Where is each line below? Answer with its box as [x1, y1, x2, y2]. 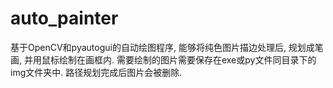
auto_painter [10, 7, 119, 30]
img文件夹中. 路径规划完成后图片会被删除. [10, 66, 183, 78]
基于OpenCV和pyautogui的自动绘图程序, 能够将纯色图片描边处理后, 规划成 [10, 41, 315, 53]
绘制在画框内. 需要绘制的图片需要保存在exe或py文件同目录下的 [58, 53, 317, 66]
